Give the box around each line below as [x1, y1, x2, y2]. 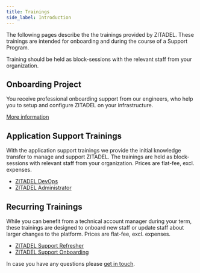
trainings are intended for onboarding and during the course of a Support [6, 37, 188, 45]
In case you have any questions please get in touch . [6, 260, 136, 267]
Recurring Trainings [6, 201, 83, 212]
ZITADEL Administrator [14, 184, 72, 192]
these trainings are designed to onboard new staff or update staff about [6, 224, 184, 231]
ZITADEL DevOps [14, 178, 58, 185]
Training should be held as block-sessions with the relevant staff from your [6, 55, 192, 63]
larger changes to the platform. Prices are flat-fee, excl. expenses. [6, 230, 170, 237]
